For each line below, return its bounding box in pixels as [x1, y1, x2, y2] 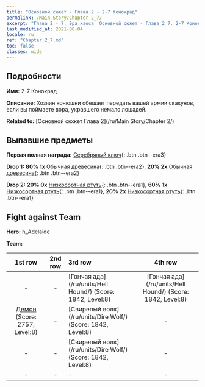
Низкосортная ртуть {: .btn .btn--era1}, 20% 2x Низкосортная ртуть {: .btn [6, 188, 196, 195]
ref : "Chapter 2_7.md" [6, 37, 64, 43]
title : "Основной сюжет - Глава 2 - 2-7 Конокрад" [6, 9, 138, 15]
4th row [154, 258, 178, 267]
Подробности [6, 71, 62, 82]
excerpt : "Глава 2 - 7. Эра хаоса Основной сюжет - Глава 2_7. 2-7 [6, 20, 184, 26]
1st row [15, 258, 38, 267]
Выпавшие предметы [6, 135, 93, 145]
